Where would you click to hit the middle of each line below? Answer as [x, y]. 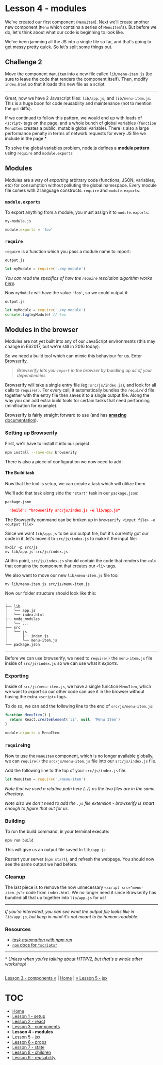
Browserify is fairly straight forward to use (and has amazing [66, 415]
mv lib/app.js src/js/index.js [37, 552]
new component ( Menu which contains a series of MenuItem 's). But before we [81, 27]
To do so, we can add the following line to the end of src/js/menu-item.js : [79, 706]
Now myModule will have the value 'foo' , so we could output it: [67, 292]
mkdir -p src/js [21, 547]
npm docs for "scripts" [35, 945]
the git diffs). [19, 108]
